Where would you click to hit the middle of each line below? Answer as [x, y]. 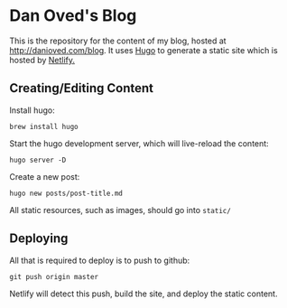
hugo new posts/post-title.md [66, 193]
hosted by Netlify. [42, 60]
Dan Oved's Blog [73, 16]
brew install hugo [44, 126]
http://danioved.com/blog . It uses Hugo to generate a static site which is [143, 50]
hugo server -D [38, 160]
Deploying [39, 239]
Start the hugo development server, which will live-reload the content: [139, 143]
